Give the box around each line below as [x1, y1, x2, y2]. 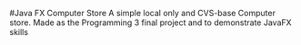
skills [9, 27, 29, 37]
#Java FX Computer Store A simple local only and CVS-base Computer [9, 8, 276, 18]
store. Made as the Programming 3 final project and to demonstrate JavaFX [9, 17, 293, 28]
